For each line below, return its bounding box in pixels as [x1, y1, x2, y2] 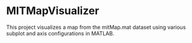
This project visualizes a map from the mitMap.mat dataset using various [6, 24, 186, 31]
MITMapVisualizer [6, 4, 100, 18]
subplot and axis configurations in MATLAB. [6, 29, 115, 37]
